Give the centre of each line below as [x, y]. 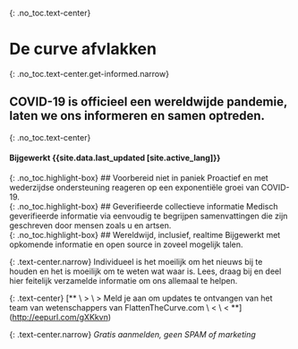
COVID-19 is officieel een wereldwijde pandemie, [149, 102]
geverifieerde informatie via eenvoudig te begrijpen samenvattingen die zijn [149, 216]
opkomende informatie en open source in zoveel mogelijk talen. [126, 244]
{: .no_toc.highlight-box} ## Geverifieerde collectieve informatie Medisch [144, 206]
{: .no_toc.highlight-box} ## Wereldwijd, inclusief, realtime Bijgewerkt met [145, 234]
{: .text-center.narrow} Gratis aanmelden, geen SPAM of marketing [133, 334]
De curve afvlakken [83, 49]
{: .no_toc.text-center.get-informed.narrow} [89, 73]
